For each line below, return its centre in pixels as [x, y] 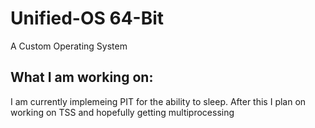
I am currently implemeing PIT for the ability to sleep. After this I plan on [158, 101]
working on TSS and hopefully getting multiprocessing [122, 112]
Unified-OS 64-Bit [87, 18]
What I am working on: [82, 77]
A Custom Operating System [69, 46]
